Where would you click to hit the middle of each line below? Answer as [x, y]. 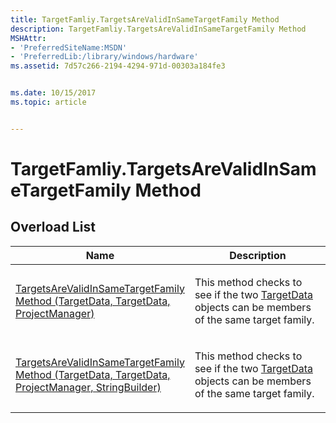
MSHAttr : [28, 38]
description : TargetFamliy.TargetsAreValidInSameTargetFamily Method [158, 29]
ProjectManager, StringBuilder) [88, 387]
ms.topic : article [48, 102]
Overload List [53, 227]
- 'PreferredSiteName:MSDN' [69, 47]
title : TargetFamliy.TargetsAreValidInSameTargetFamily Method [145, 19]
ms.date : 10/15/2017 [53, 93]
